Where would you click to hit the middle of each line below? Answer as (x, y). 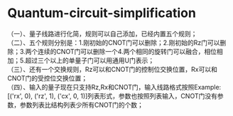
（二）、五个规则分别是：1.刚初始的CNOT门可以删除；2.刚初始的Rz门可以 (114, 42)
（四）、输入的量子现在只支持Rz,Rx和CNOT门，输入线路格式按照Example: (114, 87)
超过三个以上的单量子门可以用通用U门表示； (90, 60)
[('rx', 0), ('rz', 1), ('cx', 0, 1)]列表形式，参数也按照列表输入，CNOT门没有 (113, 96)
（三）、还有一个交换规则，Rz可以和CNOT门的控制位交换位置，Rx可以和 (113, 69)
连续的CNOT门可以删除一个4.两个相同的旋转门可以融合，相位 (128, 51)
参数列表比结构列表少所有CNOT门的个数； (82, 105)
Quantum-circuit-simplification (102, 13)
